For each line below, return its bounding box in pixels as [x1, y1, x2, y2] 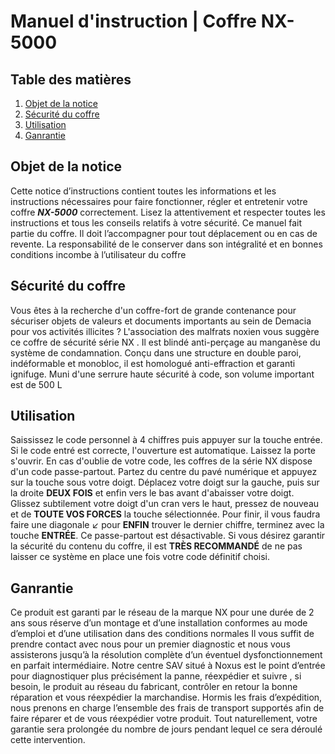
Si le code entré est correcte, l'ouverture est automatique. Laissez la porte [10, 445, 316, 457]
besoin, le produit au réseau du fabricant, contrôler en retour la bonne [10, 681, 298, 693]
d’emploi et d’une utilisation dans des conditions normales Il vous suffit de [10, 628, 315, 640]
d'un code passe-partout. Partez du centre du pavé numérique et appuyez [10, 466, 318, 478]
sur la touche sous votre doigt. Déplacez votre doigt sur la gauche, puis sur [10, 476, 320, 489]
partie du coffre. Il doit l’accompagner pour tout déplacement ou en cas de [10, 227, 318, 239]
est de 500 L [10, 378, 63, 390]
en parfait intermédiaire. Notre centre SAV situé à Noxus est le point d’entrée [10, 660, 326, 672]
